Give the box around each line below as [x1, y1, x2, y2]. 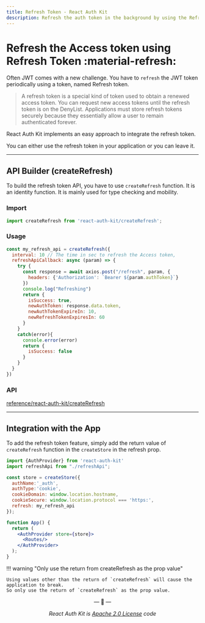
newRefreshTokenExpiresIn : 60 [28, 315, 105, 321]
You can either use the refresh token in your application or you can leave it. [6, 142, 195, 150]
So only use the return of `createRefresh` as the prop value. [6, 587, 171, 594]
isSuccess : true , [28, 297, 72, 304]
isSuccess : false [28, 348, 72, 355]
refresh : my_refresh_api [12, 503, 75, 509]
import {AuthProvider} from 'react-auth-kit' [6, 457, 124, 464]
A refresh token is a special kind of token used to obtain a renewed [21, 92, 190, 100]
